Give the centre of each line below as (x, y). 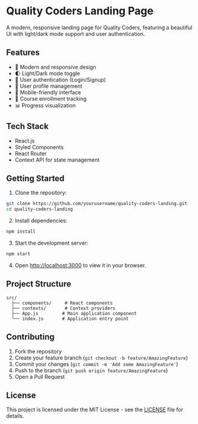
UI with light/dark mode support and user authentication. (76, 33)
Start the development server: (51, 243)
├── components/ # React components (62, 303)
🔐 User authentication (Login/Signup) (60, 79)
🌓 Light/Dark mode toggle (47, 73)
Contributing (30, 337)
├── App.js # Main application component (74, 313)
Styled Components (39, 147)
